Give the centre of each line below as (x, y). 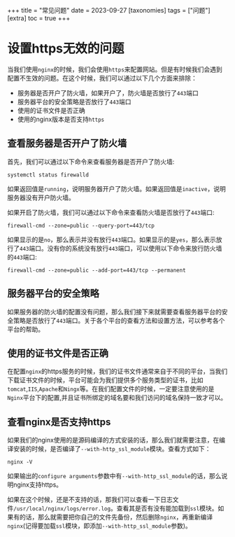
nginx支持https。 (38, 484)
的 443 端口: (22, 257)
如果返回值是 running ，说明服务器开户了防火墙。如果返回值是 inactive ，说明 (116, 188)
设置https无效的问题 (66, 49)
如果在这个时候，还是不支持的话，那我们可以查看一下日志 (90, 500)
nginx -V (20, 462)
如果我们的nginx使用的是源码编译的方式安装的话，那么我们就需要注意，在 (113, 440)
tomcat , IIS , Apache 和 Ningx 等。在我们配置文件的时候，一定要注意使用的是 (111, 389)
